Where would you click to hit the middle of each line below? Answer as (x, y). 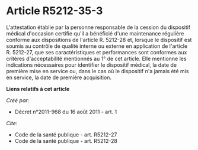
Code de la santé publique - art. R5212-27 (66, 135)
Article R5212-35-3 (55, 11)
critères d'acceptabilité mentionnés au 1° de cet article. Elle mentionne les (96, 58)
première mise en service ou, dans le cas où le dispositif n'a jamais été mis (98, 71)
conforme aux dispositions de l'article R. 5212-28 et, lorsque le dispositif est (99, 40)
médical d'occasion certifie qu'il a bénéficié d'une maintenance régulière (95, 33)
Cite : (12, 123)
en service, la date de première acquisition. (59, 77)
